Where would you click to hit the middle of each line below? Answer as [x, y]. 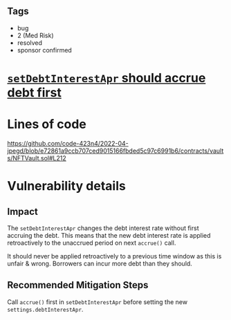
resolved [30, 43]
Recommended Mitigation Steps [78, 285]
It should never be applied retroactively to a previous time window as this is [114, 256]
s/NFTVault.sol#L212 [37, 158]
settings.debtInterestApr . [45, 309]
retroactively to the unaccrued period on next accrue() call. [92, 243]
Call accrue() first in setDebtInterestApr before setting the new [98, 302]
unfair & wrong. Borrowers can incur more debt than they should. [100, 263]
